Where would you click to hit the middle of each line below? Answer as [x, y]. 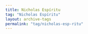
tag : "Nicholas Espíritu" [33, 14]
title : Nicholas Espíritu [33, 10]
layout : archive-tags [28, 19]
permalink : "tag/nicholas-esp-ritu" [44, 24]
